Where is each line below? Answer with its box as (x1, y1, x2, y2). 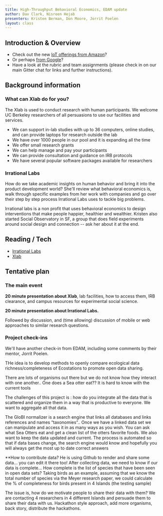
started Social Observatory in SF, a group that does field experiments (5, 216, 144, 222)
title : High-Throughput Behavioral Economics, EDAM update (5, 7, 127, 12)
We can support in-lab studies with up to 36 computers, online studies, (12, 126, 155, 132)
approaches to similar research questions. (5, 322, 90, 328)
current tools (5, 385, 31, 391)
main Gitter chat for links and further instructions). (12, 67, 113, 73)
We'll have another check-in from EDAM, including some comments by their (5, 345, 157, 351)
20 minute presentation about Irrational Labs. (5, 307, 99, 314)
